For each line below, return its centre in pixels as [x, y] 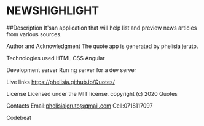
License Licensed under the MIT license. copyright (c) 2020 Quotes [92, 93]
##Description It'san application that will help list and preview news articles [102, 28]
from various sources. [34, 34]
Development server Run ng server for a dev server [72, 70]
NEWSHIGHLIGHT [53, 11]
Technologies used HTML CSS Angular [56, 58]
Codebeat [19, 117]
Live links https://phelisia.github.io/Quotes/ [61, 82]
